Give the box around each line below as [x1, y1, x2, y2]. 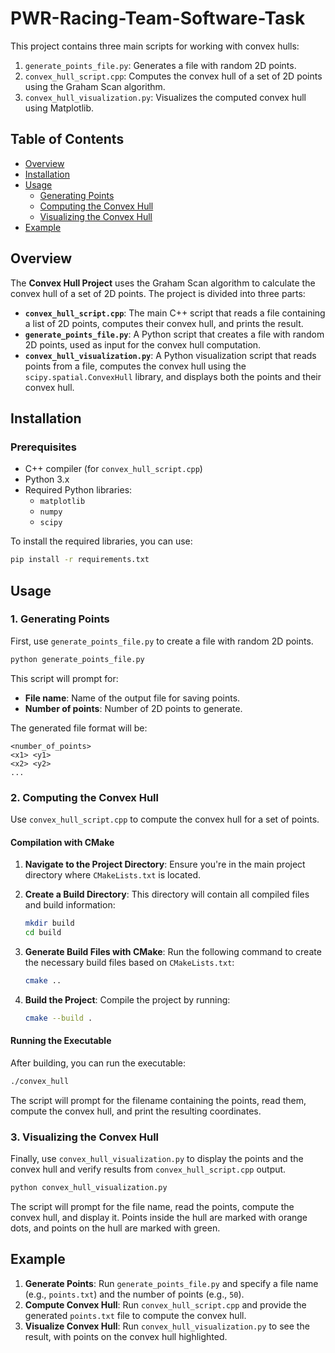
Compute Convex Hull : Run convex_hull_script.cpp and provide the [24, 1298, 307, 1311]
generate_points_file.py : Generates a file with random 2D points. [24, 59, 297, 71]
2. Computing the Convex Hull [10, 790, 159, 804]
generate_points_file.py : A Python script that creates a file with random [24, 328, 325, 340]
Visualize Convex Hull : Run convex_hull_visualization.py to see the [24, 1320, 310, 1332]
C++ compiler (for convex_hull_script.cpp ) [24, 463, 203, 475]
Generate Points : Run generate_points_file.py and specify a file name [24, 1277, 319, 1289]
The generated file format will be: [10, 722, 148, 734]
